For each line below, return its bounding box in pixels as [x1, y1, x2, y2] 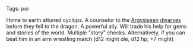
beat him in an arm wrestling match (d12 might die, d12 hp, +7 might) [6, 36, 174, 42]
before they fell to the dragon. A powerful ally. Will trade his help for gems [6, 23, 187, 30]
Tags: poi [6, 5, 29, 12]
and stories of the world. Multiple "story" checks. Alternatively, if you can [6, 29, 186, 36]
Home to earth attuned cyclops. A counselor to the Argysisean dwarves [6, 17, 181, 23]
